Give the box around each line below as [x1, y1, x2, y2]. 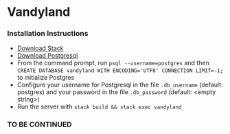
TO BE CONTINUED [7, 120, 72, 129]
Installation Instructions [7, 29, 89, 38]
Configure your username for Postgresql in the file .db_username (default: [16, 80, 223, 89]
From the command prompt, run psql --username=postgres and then [16, 59, 209, 67]
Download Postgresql [16, 52, 78, 60]
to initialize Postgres [16, 74, 75, 82]
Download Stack [16, 44, 64, 52]
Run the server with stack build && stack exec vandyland [16, 102, 182, 111]
